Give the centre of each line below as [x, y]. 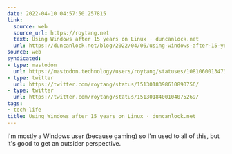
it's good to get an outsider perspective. [64, 143]
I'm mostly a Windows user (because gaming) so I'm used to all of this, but [113, 136]
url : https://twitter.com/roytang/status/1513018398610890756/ [106, 84]
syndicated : [24, 59]
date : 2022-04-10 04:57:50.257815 [57, 13]
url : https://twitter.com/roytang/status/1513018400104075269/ [106, 97]
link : [15, 20]
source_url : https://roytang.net [61, 33]
